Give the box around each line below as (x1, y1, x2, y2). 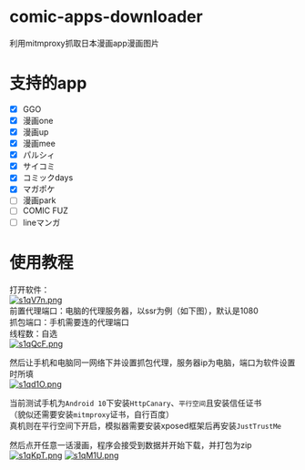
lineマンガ (22, 217, 61, 228)
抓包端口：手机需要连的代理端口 (9, 316, 129, 327)
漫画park (22, 195, 56, 206)
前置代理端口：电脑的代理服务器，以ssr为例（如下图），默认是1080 (9, 305, 259, 316)
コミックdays (22, 172, 74, 183)
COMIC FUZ (22, 205, 68, 216)
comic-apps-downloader (9, 6, 203, 27)
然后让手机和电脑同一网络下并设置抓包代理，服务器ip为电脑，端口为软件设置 (9, 357, 296, 368)
